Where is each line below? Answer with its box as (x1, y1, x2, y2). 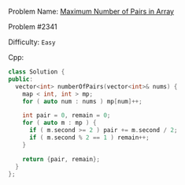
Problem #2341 (8, 22, 57, 31)
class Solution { (8, 68, 65, 76)
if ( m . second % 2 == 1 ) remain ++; (28, 134, 150, 142)
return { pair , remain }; (22, 155, 101, 163)
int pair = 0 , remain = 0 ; (22, 111, 111, 119)
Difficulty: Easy (8, 37, 56, 47)
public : (8, 75, 34, 83)
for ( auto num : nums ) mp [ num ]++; (22, 97, 143, 105)
